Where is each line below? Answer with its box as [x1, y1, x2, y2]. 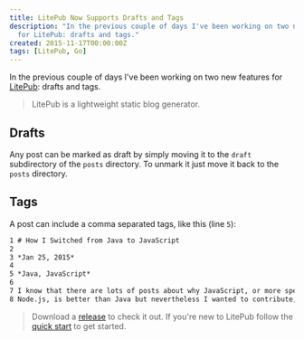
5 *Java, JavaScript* [9, 269, 91, 279]
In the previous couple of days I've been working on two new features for [9, 71, 283, 82]
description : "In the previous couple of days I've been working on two [9, 22, 290, 31]
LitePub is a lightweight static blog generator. [31, 99, 201, 109]
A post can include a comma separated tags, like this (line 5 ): [9, 218, 237, 229]
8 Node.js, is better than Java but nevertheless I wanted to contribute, [9, 295, 298, 304]
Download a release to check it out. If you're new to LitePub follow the [31, 311, 294, 322]
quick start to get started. [31, 320, 127, 331]
